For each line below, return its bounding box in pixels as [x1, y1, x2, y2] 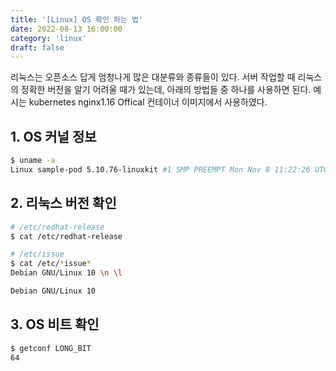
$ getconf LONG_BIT [10, 343, 92, 353]
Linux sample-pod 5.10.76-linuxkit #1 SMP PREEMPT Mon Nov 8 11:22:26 [10, 164, 311, 175]
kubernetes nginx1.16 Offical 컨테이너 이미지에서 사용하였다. [28, 96, 268, 108]
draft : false [10, 42, 65, 53]
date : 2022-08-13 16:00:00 [10, 24, 123, 34]
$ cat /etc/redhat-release [10, 231, 123, 241]
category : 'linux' [10, 33, 87, 43]
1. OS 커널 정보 [10, 128, 97, 145]
